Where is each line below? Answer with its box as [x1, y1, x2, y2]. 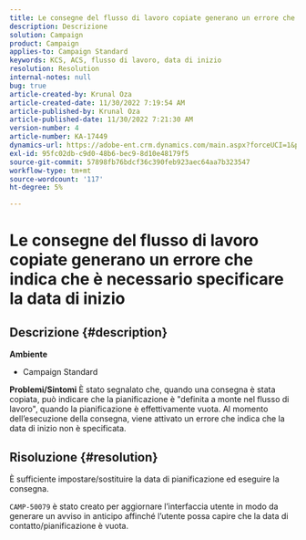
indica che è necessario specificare [9, 269, 284, 290]
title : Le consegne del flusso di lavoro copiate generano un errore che [9, 13, 296, 23]
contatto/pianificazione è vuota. [9, 520, 129, 531]
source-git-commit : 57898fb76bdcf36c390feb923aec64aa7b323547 [9, 157, 250, 167]
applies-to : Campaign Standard [9, 47, 128, 57]
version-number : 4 [9, 124, 79, 133]
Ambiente [9, 348, 48, 360]
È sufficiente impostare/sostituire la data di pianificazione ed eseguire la [9, 473, 280, 484]
